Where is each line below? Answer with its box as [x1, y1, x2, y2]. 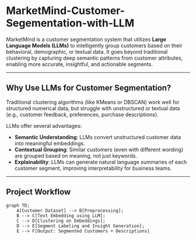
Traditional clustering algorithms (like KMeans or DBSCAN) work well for [6, 98, 180, 106]
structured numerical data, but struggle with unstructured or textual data [6, 105, 180, 112]
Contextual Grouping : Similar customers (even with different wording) [14, 146, 184, 153]
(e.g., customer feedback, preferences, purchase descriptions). [6, 111, 159, 118]
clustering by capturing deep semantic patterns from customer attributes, [6, 54, 183, 61]
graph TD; [6, 203, 30, 208]
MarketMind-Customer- [6, 4, 125, 18]
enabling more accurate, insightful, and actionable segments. [6, 60, 153, 68]
